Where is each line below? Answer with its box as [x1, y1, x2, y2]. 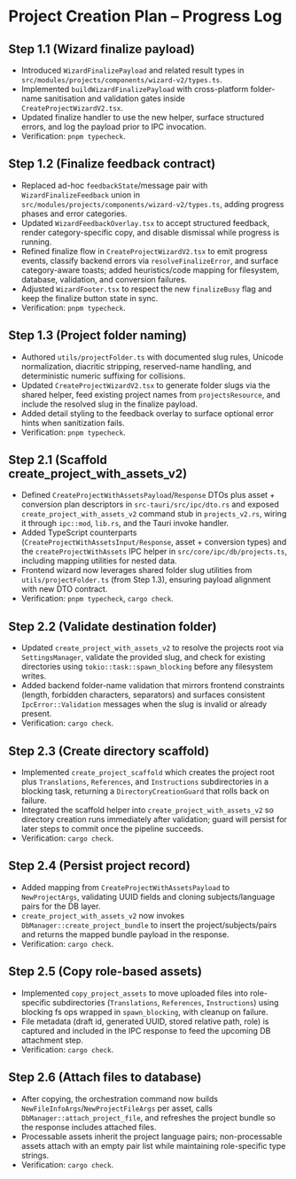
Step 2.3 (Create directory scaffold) [8, 743, 210, 758]
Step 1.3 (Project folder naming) [8, 328, 187, 343]
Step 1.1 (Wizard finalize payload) [8, 42, 196, 57]
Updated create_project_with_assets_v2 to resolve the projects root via [20, 642, 284, 653]
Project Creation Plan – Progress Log [8, 6, 283, 27]
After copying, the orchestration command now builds [20, 1093, 219, 1104]
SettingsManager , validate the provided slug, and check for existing [20, 652, 266, 663]
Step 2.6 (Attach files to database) [8, 1070, 202, 1085]
